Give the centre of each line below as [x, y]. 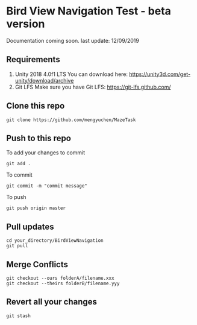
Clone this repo [36, 106]
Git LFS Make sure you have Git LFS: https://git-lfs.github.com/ [93, 87]
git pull [17, 246]
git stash [19, 316]
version [26, 24]
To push [16, 197]
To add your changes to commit [46, 153]
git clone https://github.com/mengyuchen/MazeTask [71, 120]
